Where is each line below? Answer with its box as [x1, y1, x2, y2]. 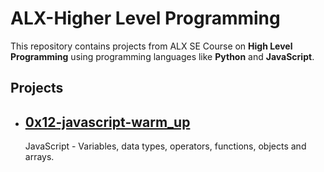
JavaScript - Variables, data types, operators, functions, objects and [24, 140, 307, 152]
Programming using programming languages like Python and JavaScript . [10, 50, 315, 62]
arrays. [24, 151, 55, 163]
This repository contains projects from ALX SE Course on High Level [10, 40, 293, 52]
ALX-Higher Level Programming [10, 7, 281, 30]
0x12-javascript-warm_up [24, 113, 191, 131]
